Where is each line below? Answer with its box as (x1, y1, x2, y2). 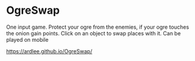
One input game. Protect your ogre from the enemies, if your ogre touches (6, 23, 190, 30)
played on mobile (6, 36, 49, 43)
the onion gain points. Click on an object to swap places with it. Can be (6, 29, 181, 36)
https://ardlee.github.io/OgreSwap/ (6, 47, 93, 54)
